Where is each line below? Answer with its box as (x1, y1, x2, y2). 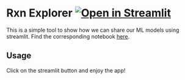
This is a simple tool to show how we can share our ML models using (6, 26, 180, 34)
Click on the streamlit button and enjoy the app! (6, 67, 126, 74)
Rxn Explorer (6, 6, 73, 20)
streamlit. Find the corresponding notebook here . (6, 32, 130, 40)
